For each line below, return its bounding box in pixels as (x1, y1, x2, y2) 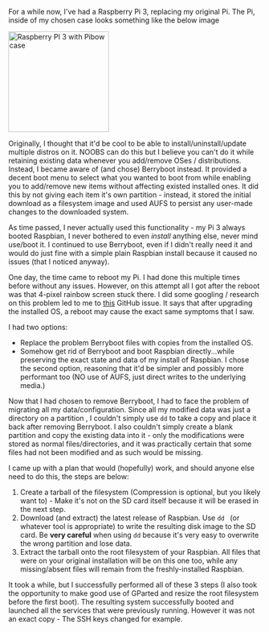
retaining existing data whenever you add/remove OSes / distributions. (8, 156, 242, 165)
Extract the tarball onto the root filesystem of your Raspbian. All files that (19, 547, 261, 556)
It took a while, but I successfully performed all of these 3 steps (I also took (8, 580, 258, 589)
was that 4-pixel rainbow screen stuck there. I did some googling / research (8, 290, 259, 299)
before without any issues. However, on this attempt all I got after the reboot (8, 281, 260, 291)
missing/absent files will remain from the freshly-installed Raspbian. (19, 564, 245, 574)
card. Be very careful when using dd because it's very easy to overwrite (19, 531, 259, 539)
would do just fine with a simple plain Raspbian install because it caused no (8, 249, 258, 258)
